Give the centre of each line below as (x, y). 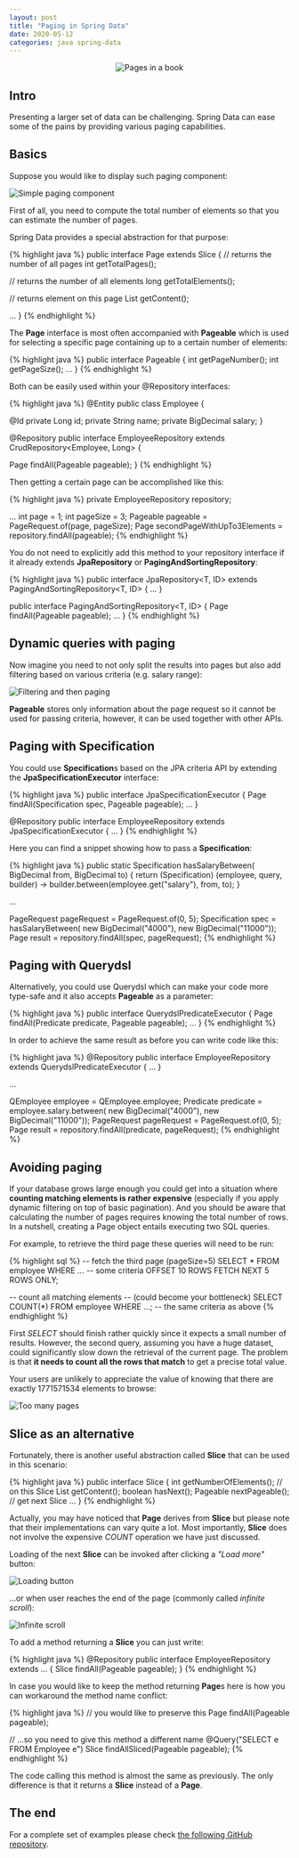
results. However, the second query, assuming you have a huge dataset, (141, 1343)
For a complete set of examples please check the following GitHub (131, 1834)
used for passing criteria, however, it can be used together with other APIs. (146, 718)
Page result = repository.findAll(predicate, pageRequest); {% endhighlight (145, 1130)
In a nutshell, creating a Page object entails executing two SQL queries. (140, 1227)
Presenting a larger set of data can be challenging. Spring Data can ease (142, 118)
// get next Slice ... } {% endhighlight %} (82, 1500)
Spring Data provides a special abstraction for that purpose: (119, 237)
